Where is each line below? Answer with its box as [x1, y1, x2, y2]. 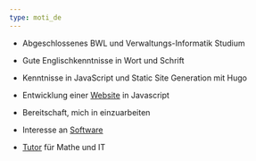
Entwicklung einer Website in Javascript [21, 89, 169, 100]
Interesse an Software [21, 124, 103, 135]
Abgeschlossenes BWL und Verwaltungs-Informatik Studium [21, 38, 245, 48]
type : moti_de [9, 13, 62, 22]
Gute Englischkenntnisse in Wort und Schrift [21, 55, 185, 65]
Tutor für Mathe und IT [21, 141, 106, 152]
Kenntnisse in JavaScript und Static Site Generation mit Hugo [21, 72, 248, 83]
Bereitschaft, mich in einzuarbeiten [21, 106, 151, 117]
